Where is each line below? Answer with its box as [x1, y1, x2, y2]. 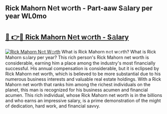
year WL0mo [5, 12, 47, 21]
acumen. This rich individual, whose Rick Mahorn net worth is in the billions [5, 92, 162, 98]
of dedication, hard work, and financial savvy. [5, 103, 100, 109]
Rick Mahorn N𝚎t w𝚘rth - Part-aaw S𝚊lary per [5, 4, 153, 13]
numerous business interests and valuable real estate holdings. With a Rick [5, 76, 161, 82]
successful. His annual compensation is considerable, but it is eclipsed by [5, 66, 159, 71]
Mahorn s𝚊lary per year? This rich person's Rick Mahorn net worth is [5, 54, 149, 60]
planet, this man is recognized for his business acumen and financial [5, 87, 148, 93]
